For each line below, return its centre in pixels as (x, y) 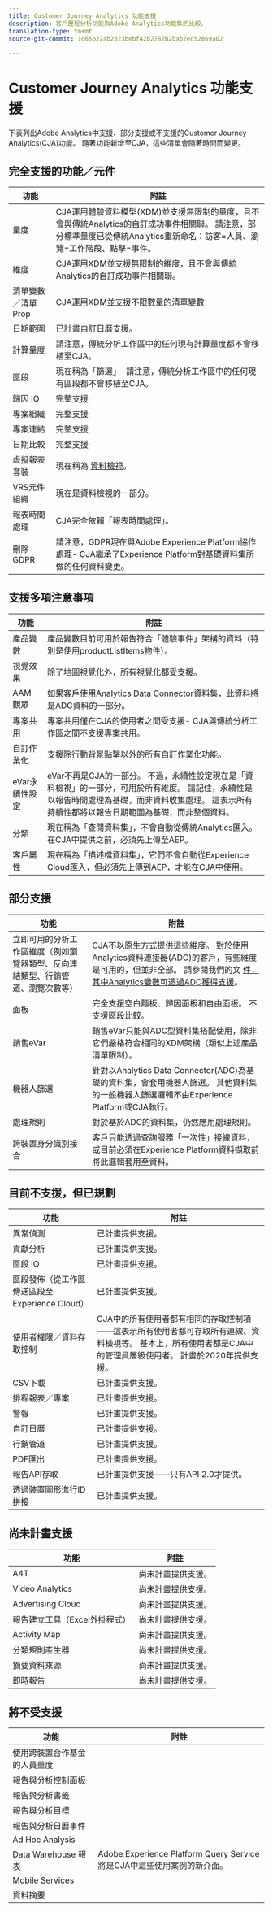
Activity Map (37, 1635)
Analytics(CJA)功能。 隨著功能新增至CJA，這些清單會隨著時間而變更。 (127, 143)
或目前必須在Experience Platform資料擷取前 (176, 1149)
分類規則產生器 (41, 1650)
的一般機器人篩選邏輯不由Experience (162, 1094)
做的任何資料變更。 (93, 566)
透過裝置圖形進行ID (49, 1490)
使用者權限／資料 (45, 1337)
